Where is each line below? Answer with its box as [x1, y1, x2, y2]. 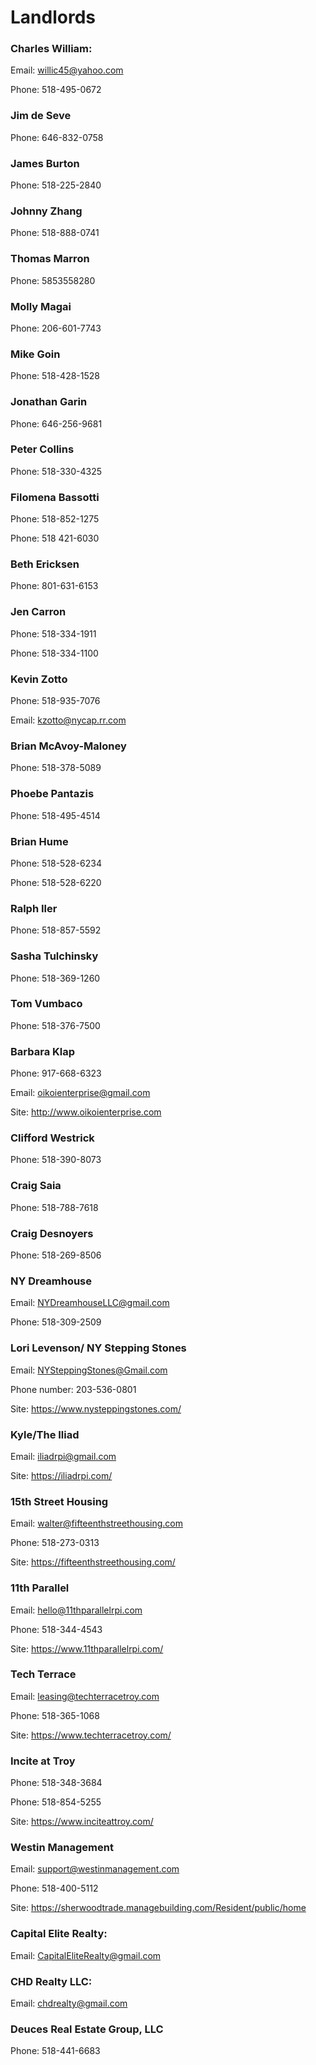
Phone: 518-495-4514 [10, 809, 101, 821]
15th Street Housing [10, 1494, 109, 1508]
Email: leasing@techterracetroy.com [10, 1690, 160, 1702]
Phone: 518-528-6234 [10, 857, 102, 869]
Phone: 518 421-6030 [10, 532, 100, 545]
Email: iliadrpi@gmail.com [10, 1450, 117, 1462]
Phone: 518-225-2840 [10, 179, 102, 191]
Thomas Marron [10, 252, 90, 266]
